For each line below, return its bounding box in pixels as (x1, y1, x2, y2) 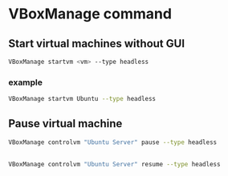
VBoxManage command (8, 5, 173, 23)
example (8, 77, 43, 88)
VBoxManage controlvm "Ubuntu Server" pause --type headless (8, 138, 218, 146)
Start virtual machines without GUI (8, 37, 185, 50)
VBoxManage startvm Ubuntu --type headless (8, 95, 157, 103)
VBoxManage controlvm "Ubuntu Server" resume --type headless (8, 161, 221, 169)
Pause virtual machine (8, 117, 123, 130)
